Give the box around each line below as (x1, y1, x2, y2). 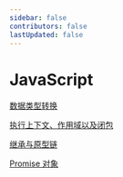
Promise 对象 (9, 158, 59, 169)
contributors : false (9, 22, 88, 31)
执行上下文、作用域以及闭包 (9, 120, 114, 131)
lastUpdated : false (9, 30, 84, 39)
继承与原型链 (9, 139, 57, 150)
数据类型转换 (9, 101, 57, 112)
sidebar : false (9, 13, 67, 23)
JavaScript (9, 69, 94, 90)
